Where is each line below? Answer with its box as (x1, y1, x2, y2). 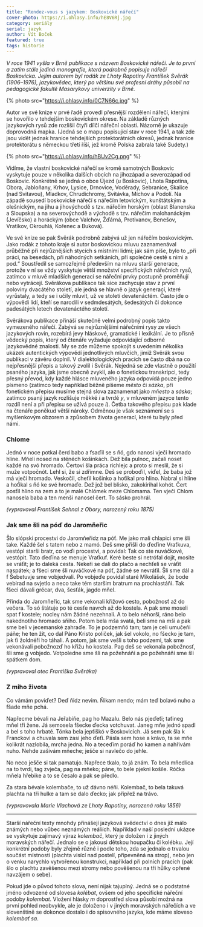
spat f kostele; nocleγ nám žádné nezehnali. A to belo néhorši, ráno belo (6, 611, 186, 618)
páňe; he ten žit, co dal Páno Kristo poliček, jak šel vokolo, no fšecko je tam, (6, 630, 195, 638)
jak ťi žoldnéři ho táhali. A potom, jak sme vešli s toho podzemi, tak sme (6, 636, 184, 644)
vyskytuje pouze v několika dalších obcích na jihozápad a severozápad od (6, 170, 191, 178)
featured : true (6, 37, 45, 43)
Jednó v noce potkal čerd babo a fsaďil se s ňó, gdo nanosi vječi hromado (6, 449, 192, 456)
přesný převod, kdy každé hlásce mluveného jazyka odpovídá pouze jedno (6, 374, 192, 382)
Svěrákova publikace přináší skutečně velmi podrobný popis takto (6, 317, 170, 324)
